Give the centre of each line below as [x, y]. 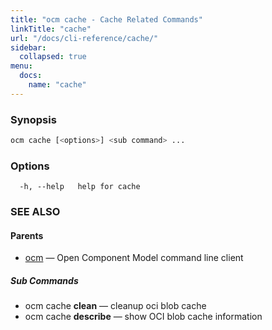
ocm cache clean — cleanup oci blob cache [115, 306]
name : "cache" [57, 85]
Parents [27, 235]
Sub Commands [44, 280]
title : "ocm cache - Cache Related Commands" [106, 19]
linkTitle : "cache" [51, 29]
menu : [21, 66]
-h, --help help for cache [80, 187]
